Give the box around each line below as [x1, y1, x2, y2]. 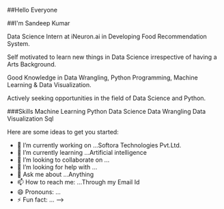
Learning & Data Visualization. [7, 81, 92, 88]
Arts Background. [7, 60, 57, 68]
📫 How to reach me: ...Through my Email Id [16, 178, 140, 186]
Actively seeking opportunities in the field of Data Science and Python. [7, 94, 206, 102]
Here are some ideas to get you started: [7, 128, 120, 136]
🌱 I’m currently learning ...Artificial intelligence [16, 149, 147, 156]
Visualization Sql [7, 114, 54, 123]
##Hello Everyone [7, 6, 58, 14]
